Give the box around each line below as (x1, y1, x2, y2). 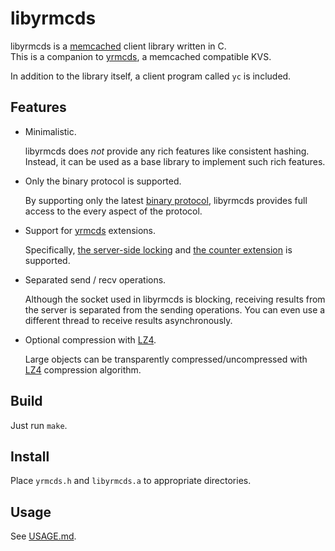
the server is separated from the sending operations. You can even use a (24, 303, 326, 316)
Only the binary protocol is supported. (24, 175, 182, 187)
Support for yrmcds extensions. (24, 224, 157, 236)
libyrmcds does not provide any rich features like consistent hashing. (24, 145, 310, 157)
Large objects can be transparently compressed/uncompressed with (24, 353, 308, 365)
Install (10, 448, 50, 465)
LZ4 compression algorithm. (24, 363, 142, 376)
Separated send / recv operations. (24, 273, 167, 286)
